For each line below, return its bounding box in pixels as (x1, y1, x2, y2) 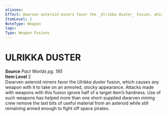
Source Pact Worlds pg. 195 (5, 68, 63, 74)
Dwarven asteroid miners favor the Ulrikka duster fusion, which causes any (5, 79, 159, 85)
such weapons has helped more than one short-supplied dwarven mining (5, 95, 155, 101)
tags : (5, 26, 16, 31)
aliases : (5, 7, 23, 12)
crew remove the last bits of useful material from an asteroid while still (5, 100, 149, 106)
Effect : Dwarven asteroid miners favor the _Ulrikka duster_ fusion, (5, 12, 153, 17)
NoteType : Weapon (5, 21, 41, 26)
